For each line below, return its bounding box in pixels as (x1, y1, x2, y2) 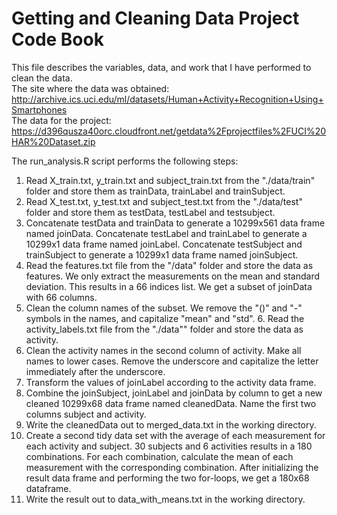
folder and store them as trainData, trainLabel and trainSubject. (25, 185, 286, 197)
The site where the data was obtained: (11, 82, 170, 94)
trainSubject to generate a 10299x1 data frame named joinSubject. (25, 248, 299, 261)
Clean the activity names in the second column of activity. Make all (25, 344, 302, 356)
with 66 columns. (25, 291, 98, 303)
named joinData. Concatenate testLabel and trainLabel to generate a (25, 227, 308, 239)
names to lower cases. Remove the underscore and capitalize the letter (25, 355, 319, 367)
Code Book (11, 28, 104, 51)
